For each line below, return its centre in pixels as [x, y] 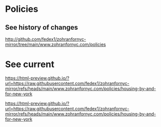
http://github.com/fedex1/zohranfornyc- [46, 39]
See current [30, 64]
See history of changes [41, 27]
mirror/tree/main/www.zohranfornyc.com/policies [56, 44]
